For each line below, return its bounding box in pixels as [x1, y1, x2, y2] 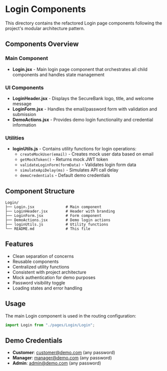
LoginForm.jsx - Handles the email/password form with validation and [12, 106, 157, 112]
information [12, 121, 36, 128]
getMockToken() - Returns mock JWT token [19, 156, 108, 162]
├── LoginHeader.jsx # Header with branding [5, 209, 115, 214]
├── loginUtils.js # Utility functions [5, 222, 108, 227]
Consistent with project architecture [12, 269, 86, 275]
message [12, 100, 31, 106]
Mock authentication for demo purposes [12, 274, 96, 280]
